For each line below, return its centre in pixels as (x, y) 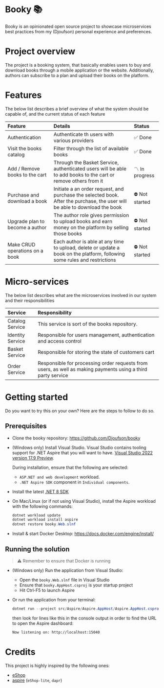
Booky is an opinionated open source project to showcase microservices (78, 26)
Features (23, 95)
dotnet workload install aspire (45, 520)
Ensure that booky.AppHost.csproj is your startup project (76, 585)
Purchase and (23, 195)
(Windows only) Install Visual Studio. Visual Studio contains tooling (79, 447)
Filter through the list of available (91, 148)
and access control (60, 341)
